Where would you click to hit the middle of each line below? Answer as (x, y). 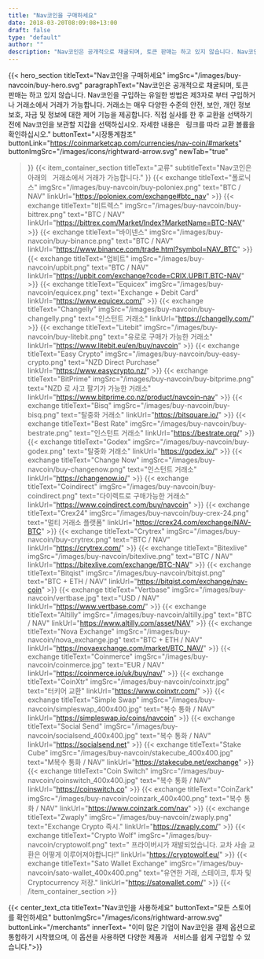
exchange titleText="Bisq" (70, 405)
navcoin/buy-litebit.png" (66, 336)
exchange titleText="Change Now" (83, 460)
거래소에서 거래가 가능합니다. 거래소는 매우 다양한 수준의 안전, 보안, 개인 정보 (134, 105)
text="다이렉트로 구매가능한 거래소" (134, 496)
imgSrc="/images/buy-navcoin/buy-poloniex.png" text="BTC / (140, 187)
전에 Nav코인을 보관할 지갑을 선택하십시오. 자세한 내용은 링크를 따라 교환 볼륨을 (132, 124)
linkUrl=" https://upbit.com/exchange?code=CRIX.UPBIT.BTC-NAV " (136, 276)
